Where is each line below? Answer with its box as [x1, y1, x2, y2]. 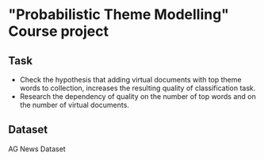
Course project [8, 22, 109, 40]
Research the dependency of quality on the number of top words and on [19, 92, 256, 101]
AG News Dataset [8, 144, 66, 154]
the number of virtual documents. [19, 101, 129, 109]
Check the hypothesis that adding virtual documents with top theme [19, 75, 242, 84]
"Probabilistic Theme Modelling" [8, 6, 230, 24]
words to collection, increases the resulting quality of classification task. [19, 83, 256, 93]
